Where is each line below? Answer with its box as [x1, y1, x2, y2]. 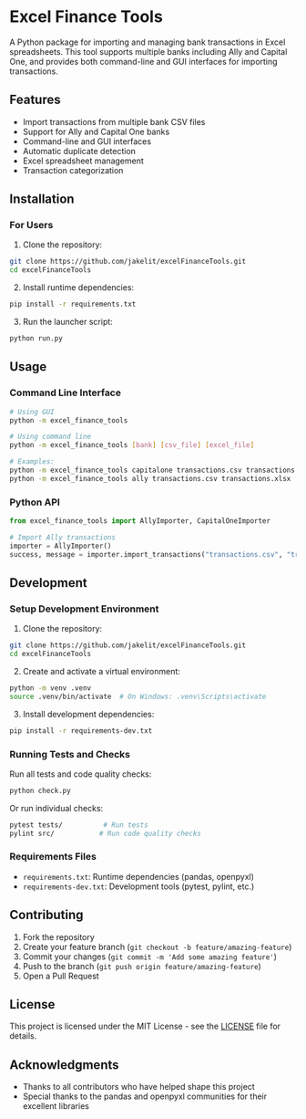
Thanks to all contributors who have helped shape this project [22, 1082, 255, 1093]
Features [9, 92, 61, 108]
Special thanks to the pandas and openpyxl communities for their [22, 1091, 267, 1102]
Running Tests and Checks [9, 748, 130, 760]
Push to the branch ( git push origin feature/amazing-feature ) [22, 960, 261, 971]
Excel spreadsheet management [22, 155, 144, 166]
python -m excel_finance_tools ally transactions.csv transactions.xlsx [9, 474, 291, 483]
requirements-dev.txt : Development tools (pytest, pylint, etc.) [22, 881, 255, 892]
